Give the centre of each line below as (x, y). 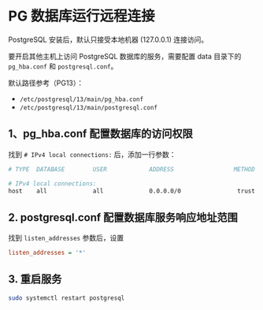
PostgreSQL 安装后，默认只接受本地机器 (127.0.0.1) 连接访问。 (108, 39)
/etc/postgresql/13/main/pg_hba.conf (81, 99)
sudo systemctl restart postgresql (67, 298)
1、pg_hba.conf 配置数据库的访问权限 (100, 134)
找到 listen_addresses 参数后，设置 (66, 238)
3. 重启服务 (35, 280)
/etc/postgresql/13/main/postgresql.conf (88, 107)
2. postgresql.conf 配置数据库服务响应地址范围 (123, 217)
